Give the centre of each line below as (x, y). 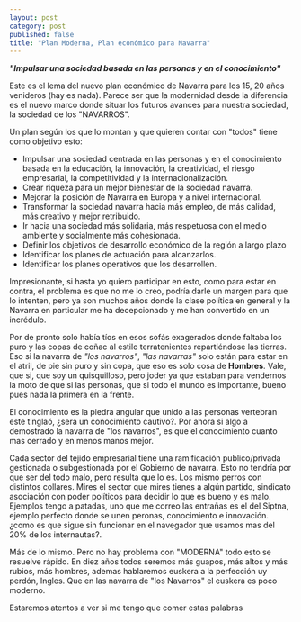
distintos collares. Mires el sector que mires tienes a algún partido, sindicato (150, 487)
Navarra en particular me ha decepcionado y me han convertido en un (139, 311)
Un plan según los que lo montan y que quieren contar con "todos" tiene (144, 132)
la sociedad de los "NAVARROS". (70, 114)
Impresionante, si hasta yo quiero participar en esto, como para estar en (143, 282)
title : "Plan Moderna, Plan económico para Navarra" (110, 43)
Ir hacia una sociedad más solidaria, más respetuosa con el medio (144, 226)
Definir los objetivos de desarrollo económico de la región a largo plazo (154, 245)
